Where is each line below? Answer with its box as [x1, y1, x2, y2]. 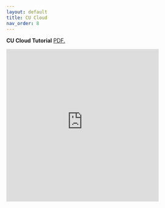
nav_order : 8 [6, 20, 40, 26]
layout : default [6, 9, 47, 15]
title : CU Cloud [6, 15, 47, 21]
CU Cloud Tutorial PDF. [6, 37, 66, 45]
